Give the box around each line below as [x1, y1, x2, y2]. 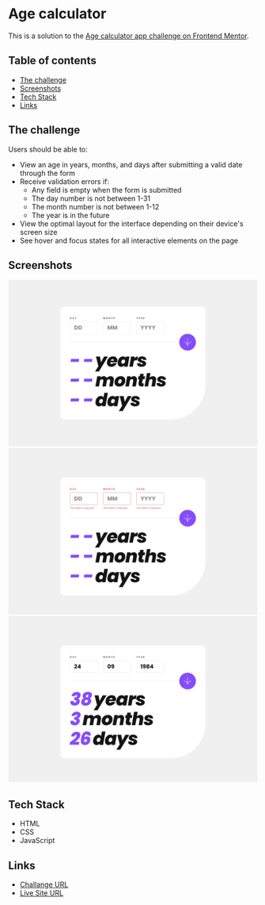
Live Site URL [19, 888, 64, 898]
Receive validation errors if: [19, 176, 109, 186]
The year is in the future [31, 210, 110, 220]
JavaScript [19, 836, 55, 846]
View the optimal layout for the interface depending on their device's [19, 219, 244, 228]
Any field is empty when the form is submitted [31, 185, 182, 194]
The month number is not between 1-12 [31, 201, 160, 211]
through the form [19, 168, 76, 178]
